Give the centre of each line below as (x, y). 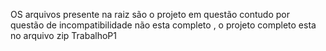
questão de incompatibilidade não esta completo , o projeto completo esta (163, 25)
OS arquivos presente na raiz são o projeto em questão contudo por (150, 14)
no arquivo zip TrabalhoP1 (63, 35)
